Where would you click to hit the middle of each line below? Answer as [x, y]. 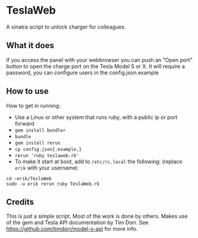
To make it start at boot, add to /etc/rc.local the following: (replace [98, 161]
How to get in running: [33, 105]
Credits [20, 202]
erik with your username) [46, 168]
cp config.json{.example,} [48, 149]
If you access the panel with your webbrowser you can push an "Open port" [99, 59]
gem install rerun [37, 143]
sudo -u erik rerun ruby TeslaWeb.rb [53, 184]
